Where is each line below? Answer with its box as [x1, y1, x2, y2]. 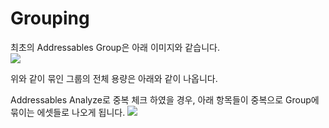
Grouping [10, 7, 90, 30]
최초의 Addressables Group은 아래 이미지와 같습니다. [10, 41, 220, 53]
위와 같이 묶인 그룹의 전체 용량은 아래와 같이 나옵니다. [10, 72, 218, 84]
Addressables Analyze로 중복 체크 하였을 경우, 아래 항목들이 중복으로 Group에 [10, 93, 320, 106]
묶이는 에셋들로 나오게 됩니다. [10, 106, 126, 118]
